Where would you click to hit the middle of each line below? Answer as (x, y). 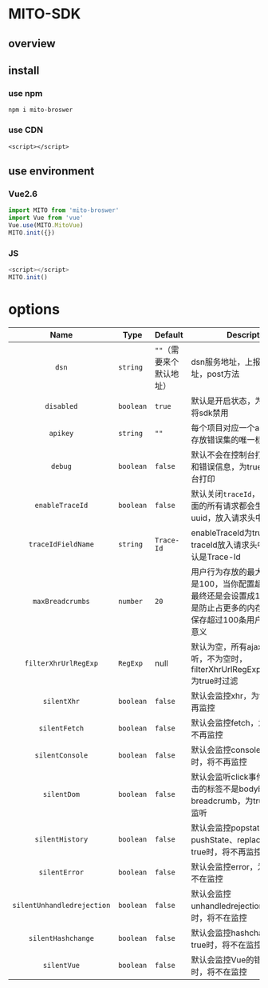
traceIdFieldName (61, 544)
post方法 (223, 374)
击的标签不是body (225, 789)
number (131, 601)
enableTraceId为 (222, 533)
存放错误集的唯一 (223, 439)
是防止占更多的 (219, 607)
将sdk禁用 (210, 413)
